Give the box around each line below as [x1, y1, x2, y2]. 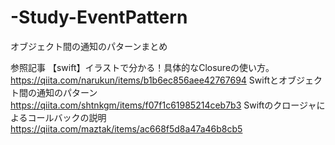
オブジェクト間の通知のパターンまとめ [10, 40, 168, 52]
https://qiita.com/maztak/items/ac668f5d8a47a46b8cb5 [10, 122, 243, 135]
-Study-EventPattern [10, 6, 188, 29]
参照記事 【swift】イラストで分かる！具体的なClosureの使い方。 [10, 61, 275, 73]
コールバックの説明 [27, 111, 107, 123]
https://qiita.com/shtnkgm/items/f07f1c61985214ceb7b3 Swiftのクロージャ [10, 99, 317, 111]
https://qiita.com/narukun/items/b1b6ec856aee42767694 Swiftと [10, 74, 279, 86]
